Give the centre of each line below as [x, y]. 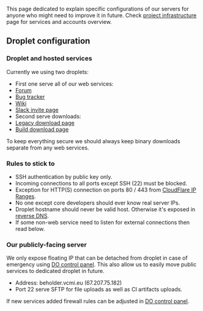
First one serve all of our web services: [64, 84]
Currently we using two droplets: [47, 72]
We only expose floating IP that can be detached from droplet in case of [97, 258]
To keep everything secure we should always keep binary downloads [93, 141]
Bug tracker [30, 97]
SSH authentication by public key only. [64, 176]
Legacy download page [45, 122]
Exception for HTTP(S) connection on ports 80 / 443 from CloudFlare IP [106, 190]
